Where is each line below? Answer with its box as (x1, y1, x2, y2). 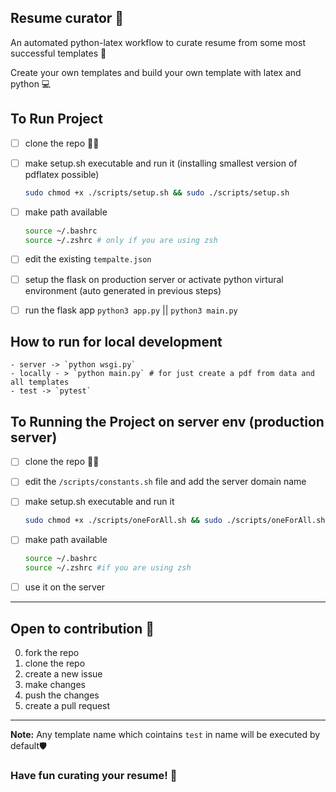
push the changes (24, 689, 100, 701)
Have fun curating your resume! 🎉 (10, 768, 178, 782)
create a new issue (24, 668, 103, 680)
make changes (24, 679, 86, 690)
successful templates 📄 (10, 47, 107, 59)
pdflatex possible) (24, 168, 100, 180)
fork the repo (24, 647, 80, 658)
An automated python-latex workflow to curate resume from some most (10, 36, 306, 48)
